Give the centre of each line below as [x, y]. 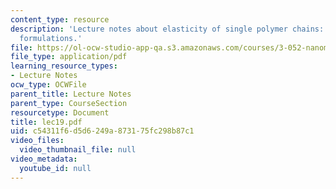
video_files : [37, 141]
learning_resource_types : [64, 66]
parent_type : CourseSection [69, 103]
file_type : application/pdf [69, 57]
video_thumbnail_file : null [78, 150]
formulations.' [51, 38]
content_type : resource [60, 19]
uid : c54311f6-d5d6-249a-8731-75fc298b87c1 [102, 131]
